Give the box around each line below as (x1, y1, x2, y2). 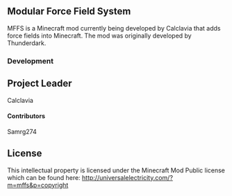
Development (7, 56, 54, 65)
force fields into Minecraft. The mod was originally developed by (7, 31, 192, 40)
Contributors (7, 112, 46, 120)
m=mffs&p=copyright (7, 181, 69, 189)
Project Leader (7, 78, 72, 90)
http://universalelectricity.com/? (82, 173, 174, 181)
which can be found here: (7, 173, 81, 181)
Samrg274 (7, 127, 37, 136)
